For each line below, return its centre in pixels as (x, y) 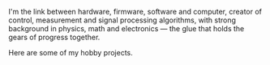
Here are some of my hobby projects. (71, 53)
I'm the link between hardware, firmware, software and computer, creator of (135, 12)
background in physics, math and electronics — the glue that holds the (126, 28)
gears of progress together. (54, 37)
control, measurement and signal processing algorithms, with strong (122, 20)
